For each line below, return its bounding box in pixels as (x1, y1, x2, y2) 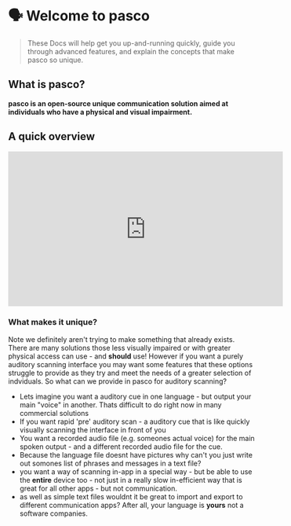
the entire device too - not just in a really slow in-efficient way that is (19, 475, 242, 484)
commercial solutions (19, 408, 89, 417)
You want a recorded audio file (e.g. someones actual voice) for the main (19, 433, 255, 443)
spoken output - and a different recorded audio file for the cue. (19, 442, 224, 451)
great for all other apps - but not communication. (19, 484, 178, 493)
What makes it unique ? (8, 317, 98, 328)
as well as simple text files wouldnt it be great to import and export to (19, 491, 243, 501)
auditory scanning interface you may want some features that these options (8, 359, 253, 369)
